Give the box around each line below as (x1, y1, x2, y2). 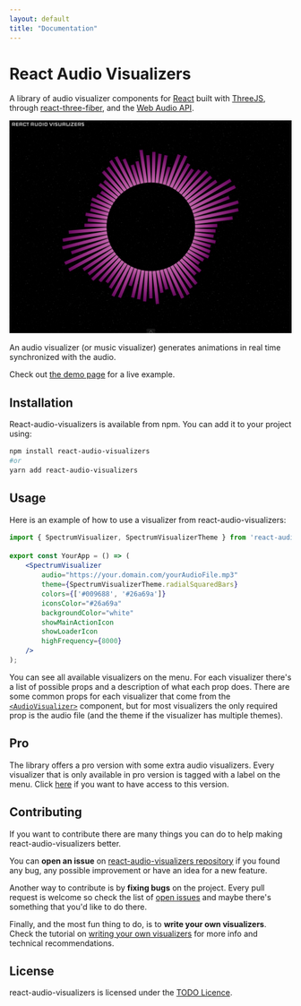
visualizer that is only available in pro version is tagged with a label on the (9, 769, 280, 779)
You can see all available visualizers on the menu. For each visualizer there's (9, 672, 292, 683)
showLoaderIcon (41, 627, 99, 636)
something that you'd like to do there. (9, 901, 148, 912)
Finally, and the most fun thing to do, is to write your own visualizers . (9, 918, 267, 929)
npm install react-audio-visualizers (9, 447, 150, 456)
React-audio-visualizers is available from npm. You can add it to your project (9, 419, 292, 430)
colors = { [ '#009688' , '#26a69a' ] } (41, 589, 167, 598)
